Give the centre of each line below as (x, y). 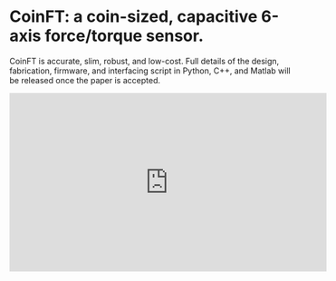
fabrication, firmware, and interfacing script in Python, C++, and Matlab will (150, 71)
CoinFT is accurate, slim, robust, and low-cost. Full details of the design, (144, 61)
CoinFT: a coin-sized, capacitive (134, 17)
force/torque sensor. (124, 36)
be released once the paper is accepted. (85, 80)
